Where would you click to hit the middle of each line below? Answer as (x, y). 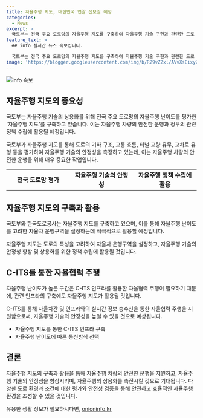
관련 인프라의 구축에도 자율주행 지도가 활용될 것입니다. (78, 296)
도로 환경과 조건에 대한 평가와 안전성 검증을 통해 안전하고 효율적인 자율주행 (105, 388)
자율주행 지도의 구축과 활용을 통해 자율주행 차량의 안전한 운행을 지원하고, (92, 373)
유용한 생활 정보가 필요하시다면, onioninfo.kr (59, 408)
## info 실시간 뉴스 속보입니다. (47, 46)
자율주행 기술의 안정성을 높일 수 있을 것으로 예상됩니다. (98, 316)
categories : (21, 18)
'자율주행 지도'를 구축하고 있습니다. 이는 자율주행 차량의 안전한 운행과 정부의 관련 (101, 124)
